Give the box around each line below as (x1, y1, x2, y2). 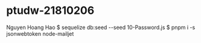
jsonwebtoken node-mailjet (6, 30, 74, 37)
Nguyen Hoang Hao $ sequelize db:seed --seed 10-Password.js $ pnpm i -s (6, 24, 196, 31)
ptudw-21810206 (6, 4, 95, 18)
